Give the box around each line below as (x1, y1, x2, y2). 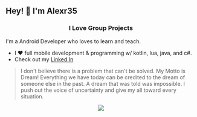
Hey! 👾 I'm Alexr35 (5, 6, 78, 16)
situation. (20, 92, 44, 100)
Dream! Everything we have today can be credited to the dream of (20, 73, 186, 81)
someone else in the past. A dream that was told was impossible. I (20, 80, 186, 87)
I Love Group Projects (68, 24, 134, 32)
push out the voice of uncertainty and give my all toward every (20, 86, 176, 94)
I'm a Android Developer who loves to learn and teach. (5, 37, 141, 45)
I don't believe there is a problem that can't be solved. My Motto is (20, 67, 186, 74)
